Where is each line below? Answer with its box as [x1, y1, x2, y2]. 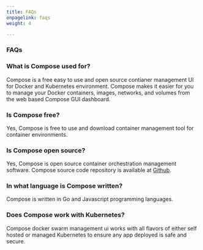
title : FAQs [6, 9, 37, 15]
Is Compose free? [6, 110, 60, 119]
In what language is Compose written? [6, 182, 123, 190]
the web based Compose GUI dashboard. [6, 95, 111, 102]
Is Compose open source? [6, 146, 86, 154]
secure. [6, 237, 26, 245]
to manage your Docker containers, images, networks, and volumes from [6, 89, 190, 96]
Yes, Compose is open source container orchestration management [6, 160, 177, 168]
